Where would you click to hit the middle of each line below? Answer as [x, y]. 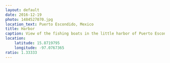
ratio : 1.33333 [21, 52]
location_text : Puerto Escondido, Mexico [50, 24]
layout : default [22, 10]
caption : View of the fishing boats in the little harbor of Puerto [79, 34]
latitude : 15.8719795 [37, 43]
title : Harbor [20, 29]
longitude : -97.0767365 [39, 48]
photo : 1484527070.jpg [29, 19]
